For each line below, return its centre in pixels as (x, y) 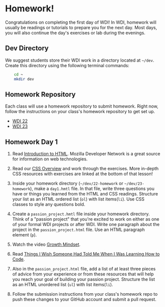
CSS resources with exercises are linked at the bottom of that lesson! (82, 174)
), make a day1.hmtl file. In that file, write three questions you (92, 189)
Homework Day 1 (32, 142)
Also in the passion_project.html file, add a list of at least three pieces (84, 269)
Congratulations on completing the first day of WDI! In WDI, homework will (81, 22)
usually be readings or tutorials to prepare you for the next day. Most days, (81, 27)
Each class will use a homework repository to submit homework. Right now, (82, 106)
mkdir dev (24, 79)
